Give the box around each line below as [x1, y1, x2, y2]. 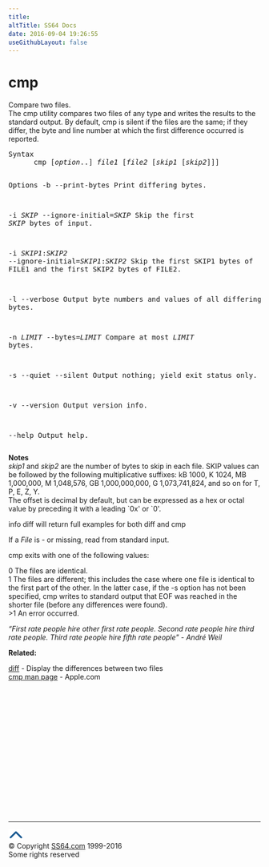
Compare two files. [8, 100, 71, 110]
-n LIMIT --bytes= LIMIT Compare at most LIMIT [8, 333, 195, 342]
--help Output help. [8, 431, 90, 440]
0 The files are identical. [8, 566, 88, 576]
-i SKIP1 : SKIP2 [8, 249, 68, 258]
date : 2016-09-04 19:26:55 [8, 30, 98, 38]
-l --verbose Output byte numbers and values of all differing [8, 295, 262, 304]
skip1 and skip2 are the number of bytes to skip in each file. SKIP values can [8, 461, 259, 472]
